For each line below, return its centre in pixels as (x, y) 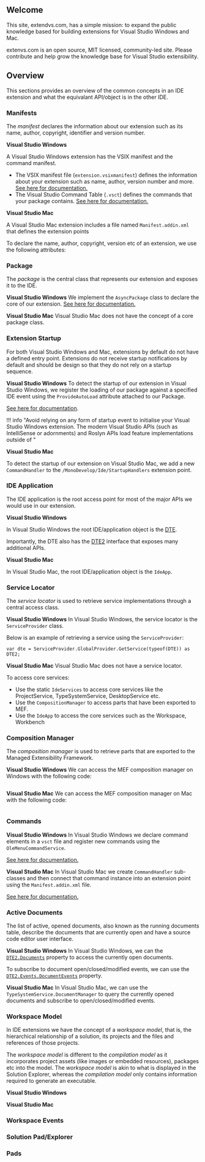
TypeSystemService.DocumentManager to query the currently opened (90, 994)
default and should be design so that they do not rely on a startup (89, 365)
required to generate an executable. (51, 1081)
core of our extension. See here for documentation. (71, 304)
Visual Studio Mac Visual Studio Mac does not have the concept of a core (100, 316)
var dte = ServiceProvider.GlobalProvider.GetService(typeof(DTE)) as (98, 649)
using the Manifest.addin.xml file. (49, 885)
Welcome (25, 10)
